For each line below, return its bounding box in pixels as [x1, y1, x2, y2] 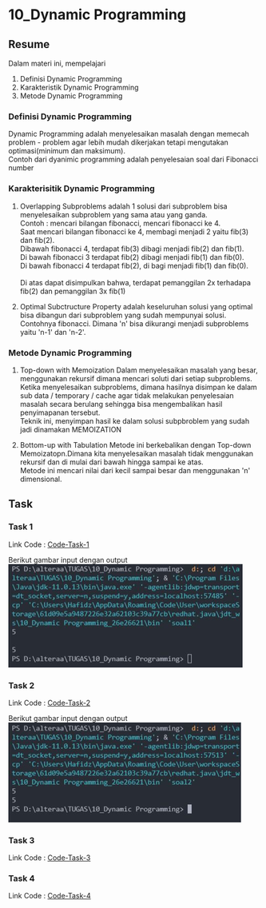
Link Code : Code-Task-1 [8, 540, 89, 549]
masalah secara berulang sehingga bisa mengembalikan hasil [19, 399, 223, 408]
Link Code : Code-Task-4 [8, 891, 92, 901]
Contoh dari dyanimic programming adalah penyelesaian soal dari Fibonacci [8, 154, 259, 165]
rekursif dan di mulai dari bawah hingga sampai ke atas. [19, 457, 204, 467]
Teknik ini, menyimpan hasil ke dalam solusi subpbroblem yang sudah [19, 416, 250, 425]
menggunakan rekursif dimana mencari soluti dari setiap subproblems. [19, 373, 253, 383]
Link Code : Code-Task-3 [8, 853, 91, 862]
